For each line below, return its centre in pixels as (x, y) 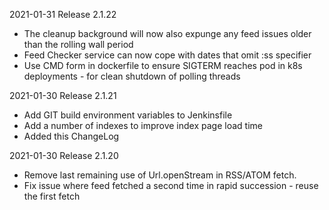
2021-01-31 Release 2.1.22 (63, 14)
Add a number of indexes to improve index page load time (143, 125)
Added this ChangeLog (71, 136)
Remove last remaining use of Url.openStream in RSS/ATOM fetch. (160, 175)
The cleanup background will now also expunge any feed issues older (167, 33)
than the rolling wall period (78, 44)
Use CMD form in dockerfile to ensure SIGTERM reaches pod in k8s (163, 65)
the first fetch (52, 196)
